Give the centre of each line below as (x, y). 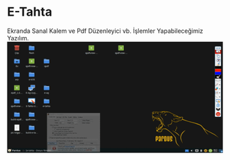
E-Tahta (30, 12)
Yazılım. (18, 38)
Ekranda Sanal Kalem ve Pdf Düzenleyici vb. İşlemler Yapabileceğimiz (105, 31)
